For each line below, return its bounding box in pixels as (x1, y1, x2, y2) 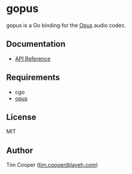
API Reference (14, 55, 51, 62)
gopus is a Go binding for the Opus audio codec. (6, 22, 127, 29)
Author (6, 145, 33, 155)
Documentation (6, 39, 66, 49)
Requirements (6, 73, 60, 83)
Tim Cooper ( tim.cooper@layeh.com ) (6, 161, 98, 169)
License (6, 112, 37, 122)
